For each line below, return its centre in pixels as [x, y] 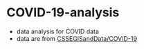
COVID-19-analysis [63, 13]
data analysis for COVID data [58, 31]
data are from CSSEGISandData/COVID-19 [77, 38]
